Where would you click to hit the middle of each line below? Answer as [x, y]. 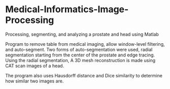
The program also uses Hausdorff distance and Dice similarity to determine [84, 75]
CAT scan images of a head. [35, 66]
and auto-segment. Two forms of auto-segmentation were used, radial [79, 49]
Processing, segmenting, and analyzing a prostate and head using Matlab [82, 34]
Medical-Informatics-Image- [67, 9]
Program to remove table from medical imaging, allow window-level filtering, [85, 44]
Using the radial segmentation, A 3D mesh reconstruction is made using [80, 60]
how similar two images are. [35, 81]
